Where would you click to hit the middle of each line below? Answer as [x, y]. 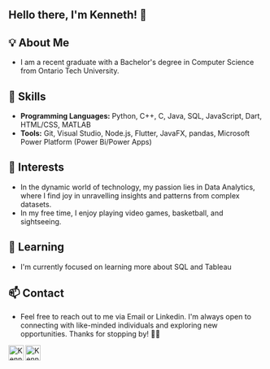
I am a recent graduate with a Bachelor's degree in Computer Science [137, 63]
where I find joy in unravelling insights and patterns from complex [130, 195]
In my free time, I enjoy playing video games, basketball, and [122, 213]
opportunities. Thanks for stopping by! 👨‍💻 [90, 334]
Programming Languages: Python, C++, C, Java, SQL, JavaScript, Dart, [141, 116]
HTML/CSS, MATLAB [55, 125]
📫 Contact [37, 293]
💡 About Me [39, 43]
